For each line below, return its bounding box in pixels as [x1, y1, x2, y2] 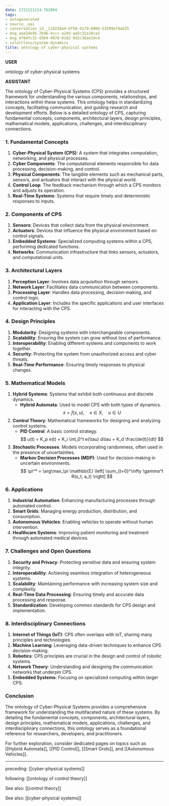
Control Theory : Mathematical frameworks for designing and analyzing [12, 418, 161, 424]
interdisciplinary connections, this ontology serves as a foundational [5, 725, 147, 731]
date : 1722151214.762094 [5, 7, 57, 13]
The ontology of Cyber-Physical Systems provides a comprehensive [5, 704, 147, 710]
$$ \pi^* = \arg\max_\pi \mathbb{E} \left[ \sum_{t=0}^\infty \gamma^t [21, 468, 163, 474]
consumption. [12, 514, 41, 520]
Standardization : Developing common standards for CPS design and [12, 602, 156, 608]
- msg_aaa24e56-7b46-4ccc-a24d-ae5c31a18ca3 [5, 31, 100, 36]
